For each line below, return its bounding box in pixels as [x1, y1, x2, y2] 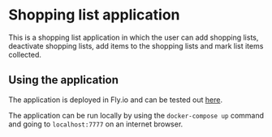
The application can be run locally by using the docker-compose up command [8, 110, 265, 120]
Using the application [8, 73, 119, 87]
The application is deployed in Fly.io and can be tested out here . [8, 95, 223, 105]
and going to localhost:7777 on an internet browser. [8, 119, 183, 129]
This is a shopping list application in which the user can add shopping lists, [8, 32, 259, 42]
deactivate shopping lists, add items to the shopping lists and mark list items [8, 41, 264, 50]
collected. [8, 49, 42, 59]
